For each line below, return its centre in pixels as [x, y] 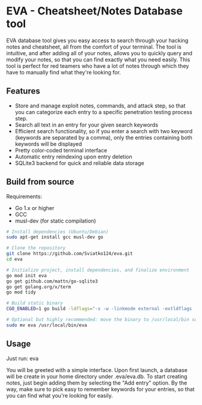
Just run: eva [23, 358]
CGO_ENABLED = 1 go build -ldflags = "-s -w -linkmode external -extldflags [99, 309]
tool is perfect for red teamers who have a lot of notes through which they [98, 66]
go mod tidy [21, 292]
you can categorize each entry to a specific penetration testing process [103, 112]
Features [23, 91]
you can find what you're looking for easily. [60, 395]
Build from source [40, 182]
